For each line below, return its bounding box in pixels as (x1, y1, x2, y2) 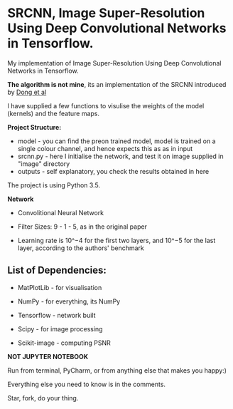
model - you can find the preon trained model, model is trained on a (17, 137, 216, 145)
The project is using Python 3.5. (7, 180, 101, 190)
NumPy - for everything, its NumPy (17, 297, 121, 306)
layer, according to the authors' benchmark (17, 244, 144, 252)
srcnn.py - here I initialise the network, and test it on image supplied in (17, 152, 224, 160)
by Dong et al (7, 88, 47, 96)
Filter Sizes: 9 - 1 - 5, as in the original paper (17, 222, 148, 231)
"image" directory (17, 159, 70, 168)
